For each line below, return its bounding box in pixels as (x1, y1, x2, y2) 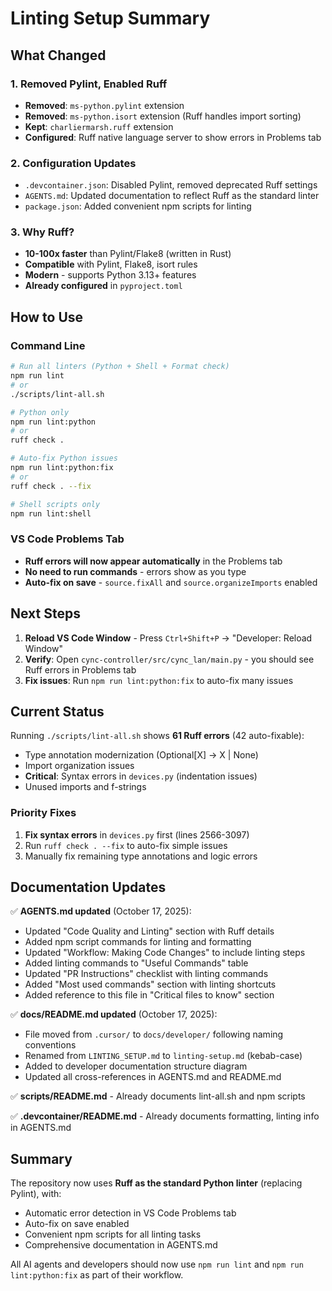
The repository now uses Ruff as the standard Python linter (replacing (10, 1177, 303, 1189)
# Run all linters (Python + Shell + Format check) (10, 362, 230, 372)
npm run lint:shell (10, 508, 92, 519)
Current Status (10, 703, 105, 720)
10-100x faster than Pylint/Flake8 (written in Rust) (24, 248, 232, 260)
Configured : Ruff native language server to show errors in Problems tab (24, 131, 322, 143)
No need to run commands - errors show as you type (24, 565, 247, 577)
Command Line (10, 338, 86, 352)
